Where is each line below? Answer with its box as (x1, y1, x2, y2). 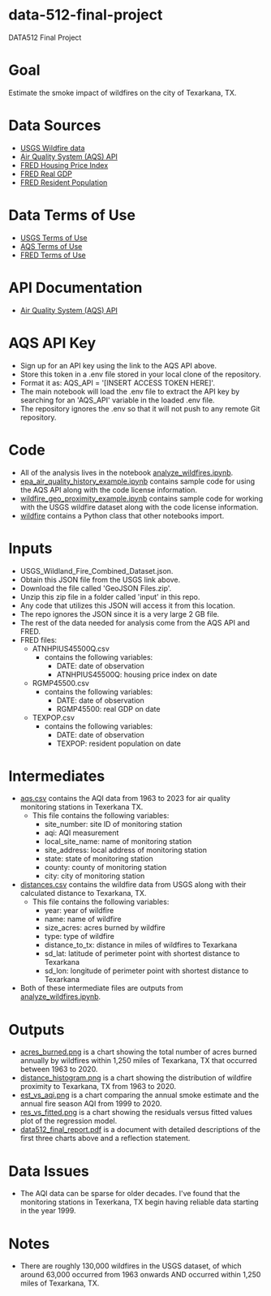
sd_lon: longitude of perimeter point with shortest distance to (44, 966, 249, 975)
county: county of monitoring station (44, 863, 167, 872)
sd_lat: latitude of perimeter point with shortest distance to (44, 949, 240, 958)
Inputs (8, 539, 53, 558)
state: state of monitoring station (44, 854, 154, 863)
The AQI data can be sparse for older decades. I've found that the (19, 1189, 241, 1199)
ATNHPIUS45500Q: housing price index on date (56, 670, 217, 679)
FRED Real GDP (19, 169, 73, 179)
